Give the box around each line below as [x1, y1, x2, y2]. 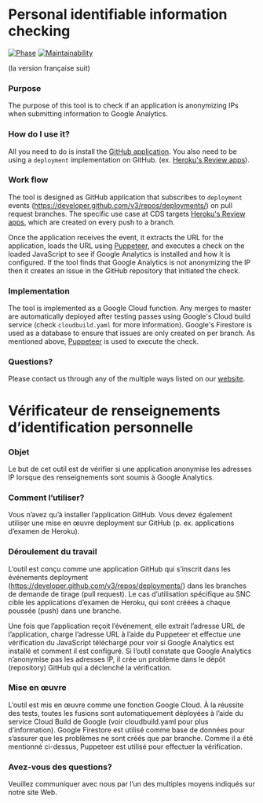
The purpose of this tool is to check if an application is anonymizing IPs [8, 100, 239, 111]
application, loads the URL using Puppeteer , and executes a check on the [8, 241, 245, 250]
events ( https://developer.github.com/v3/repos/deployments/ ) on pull [8, 200, 233, 210]
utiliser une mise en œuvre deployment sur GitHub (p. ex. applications [8, 518, 235, 527]
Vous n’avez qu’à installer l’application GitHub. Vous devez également [8, 510, 233, 520]
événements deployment [8, 572, 89, 582]
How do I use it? [8, 129, 71, 140]
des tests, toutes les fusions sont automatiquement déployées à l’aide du [8, 708, 243, 717]
